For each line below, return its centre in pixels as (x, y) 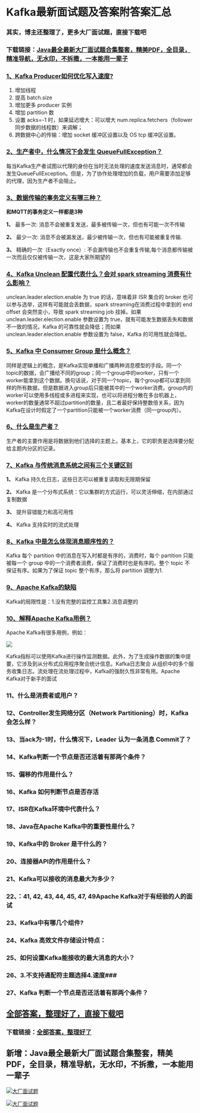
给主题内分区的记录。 (32, 448)
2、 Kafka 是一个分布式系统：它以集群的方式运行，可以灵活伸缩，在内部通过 (100, 492)
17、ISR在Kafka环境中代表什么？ (53, 809)
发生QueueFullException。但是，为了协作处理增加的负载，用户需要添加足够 (99, 173)
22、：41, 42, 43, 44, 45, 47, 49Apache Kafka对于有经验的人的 (96, 896)
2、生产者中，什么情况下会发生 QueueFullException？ (84, 152)
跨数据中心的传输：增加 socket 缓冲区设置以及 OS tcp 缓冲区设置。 (97, 135)
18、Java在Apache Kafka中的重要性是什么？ (71, 827)
